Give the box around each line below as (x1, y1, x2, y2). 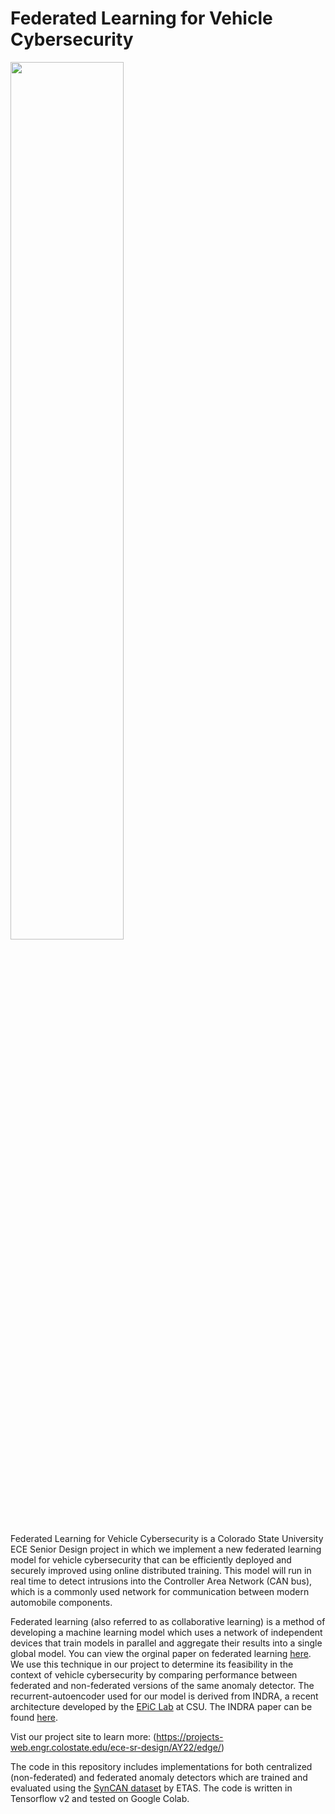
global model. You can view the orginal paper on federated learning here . (10, 1647, 312, 1659)
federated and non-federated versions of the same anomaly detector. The (10, 1679, 315, 1691)
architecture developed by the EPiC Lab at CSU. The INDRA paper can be (10, 1700, 313, 1712)
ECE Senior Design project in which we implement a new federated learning (10, 1543, 322, 1555)
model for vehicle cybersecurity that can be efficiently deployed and (10, 1553, 292, 1566)
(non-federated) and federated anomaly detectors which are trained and (10, 1771, 308, 1783)
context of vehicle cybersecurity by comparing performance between (10, 1668, 298, 1681)
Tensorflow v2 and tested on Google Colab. (10, 1792, 190, 1804)
